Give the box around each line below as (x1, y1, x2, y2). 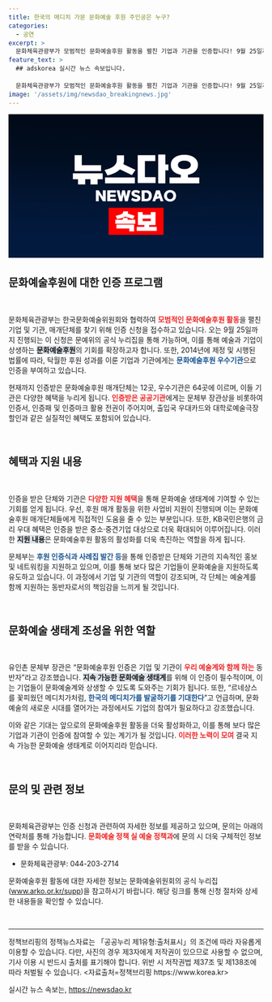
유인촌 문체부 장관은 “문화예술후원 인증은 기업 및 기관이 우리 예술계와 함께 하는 (8, 663, 255, 672)
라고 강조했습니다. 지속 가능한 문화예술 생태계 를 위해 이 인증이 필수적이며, (23, 672, 255, 682)
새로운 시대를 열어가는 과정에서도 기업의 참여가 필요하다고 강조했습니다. (29, 703, 255, 713)
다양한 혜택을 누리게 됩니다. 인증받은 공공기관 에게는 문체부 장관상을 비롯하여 (23, 392, 263, 402)
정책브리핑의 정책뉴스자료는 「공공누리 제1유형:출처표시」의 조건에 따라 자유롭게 (8, 937, 261, 947)
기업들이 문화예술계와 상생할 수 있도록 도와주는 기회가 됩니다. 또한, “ (16, 683, 232, 693)
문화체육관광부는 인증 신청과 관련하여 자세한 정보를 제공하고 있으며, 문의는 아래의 (8, 821, 264, 831)
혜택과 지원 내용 (8, 455, 83, 469)
